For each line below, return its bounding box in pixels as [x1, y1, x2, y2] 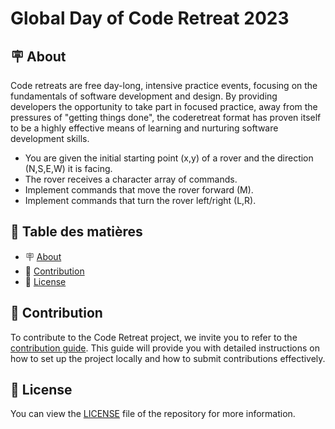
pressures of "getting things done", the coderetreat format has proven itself [10, 112, 322, 123]
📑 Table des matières [10, 223, 143, 241]
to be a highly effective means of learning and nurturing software [10, 122, 279, 134]
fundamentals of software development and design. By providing [10, 90, 278, 102]
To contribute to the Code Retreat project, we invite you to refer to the [10, 331, 298, 343]
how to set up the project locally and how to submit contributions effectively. [10, 352, 326, 364]
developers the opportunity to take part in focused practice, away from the [10, 101, 318, 112]
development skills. [10, 133, 90, 144]
